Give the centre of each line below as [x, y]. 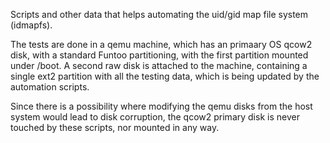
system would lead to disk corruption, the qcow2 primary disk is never [155, 117]
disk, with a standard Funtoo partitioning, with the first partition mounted [159, 55]
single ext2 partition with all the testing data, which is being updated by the [165, 76]
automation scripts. [50, 87]
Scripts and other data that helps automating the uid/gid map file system [159, 14]
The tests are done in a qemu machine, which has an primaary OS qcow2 [161, 44]
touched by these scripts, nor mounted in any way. [115, 127]
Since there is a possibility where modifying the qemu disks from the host [161, 106]
